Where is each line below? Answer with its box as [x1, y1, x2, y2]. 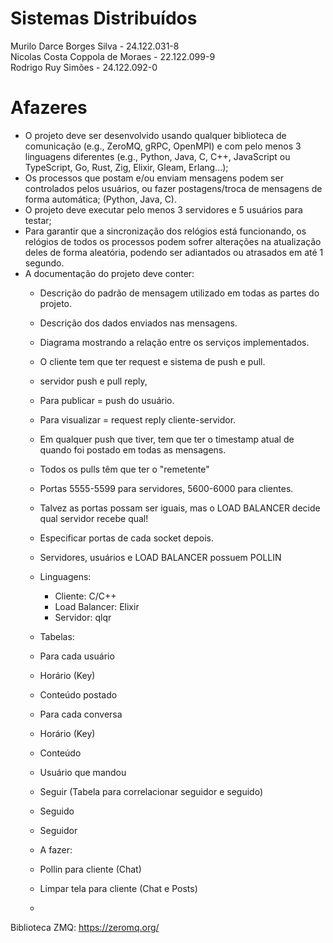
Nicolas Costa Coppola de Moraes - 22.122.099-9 [10, 50, 216, 62]
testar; [24, 214, 52, 226]
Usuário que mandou [39, 766, 127, 778]
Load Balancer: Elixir [54, 600, 140, 612]
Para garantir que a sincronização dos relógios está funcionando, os [24, 225, 307, 237]
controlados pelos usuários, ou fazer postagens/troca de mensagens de [24, 182, 323, 194]
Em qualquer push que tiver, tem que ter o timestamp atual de [39, 433, 295, 445]
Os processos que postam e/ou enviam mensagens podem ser [24, 172, 284, 184]
